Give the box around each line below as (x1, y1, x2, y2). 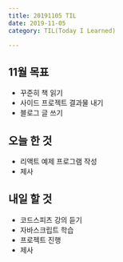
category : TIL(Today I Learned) (8, 26, 116, 34)
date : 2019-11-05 (8, 19, 66, 27)
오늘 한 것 (8, 134, 53, 147)
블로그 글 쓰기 (19, 108, 63, 118)
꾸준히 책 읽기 (19, 88, 63, 98)
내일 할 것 (8, 192, 53, 206)
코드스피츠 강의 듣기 (19, 215, 82, 224)
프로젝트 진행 (19, 235, 61, 244)
